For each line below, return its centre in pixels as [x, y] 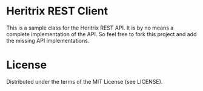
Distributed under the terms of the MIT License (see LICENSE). [85, 81]
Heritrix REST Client [57, 11]
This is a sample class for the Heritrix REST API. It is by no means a [90, 28]
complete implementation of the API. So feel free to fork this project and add [101, 34]
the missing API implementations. [48, 40]
